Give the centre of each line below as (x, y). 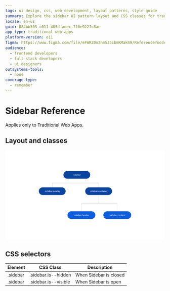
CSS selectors (28, 254)
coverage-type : (21, 80)
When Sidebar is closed (100, 275)
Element (16, 267)
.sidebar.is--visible (50, 282)
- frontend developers (34, 53)
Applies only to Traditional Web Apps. (44, 125)
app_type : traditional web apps (39, 32)
